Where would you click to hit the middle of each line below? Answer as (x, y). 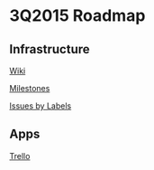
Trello (20, 156)
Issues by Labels (41, 106)
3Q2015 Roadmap (77, 16)
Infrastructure (50, 49)
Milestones (30, 88)
